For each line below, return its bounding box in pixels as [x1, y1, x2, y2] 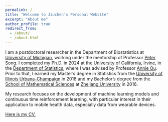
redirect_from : [5, 26, 37, 31]
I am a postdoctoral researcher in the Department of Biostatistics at [5, 49, 144, 55]
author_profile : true [5, 21, 51, 27]
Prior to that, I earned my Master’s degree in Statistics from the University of [5, 70, 163, 76]
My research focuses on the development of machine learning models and [5, 91, 159, 97]
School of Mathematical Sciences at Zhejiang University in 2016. [5, 81, 138, 87]
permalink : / [5, 7, 33, 13]
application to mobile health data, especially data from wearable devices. [5, 101, 156, 107]
